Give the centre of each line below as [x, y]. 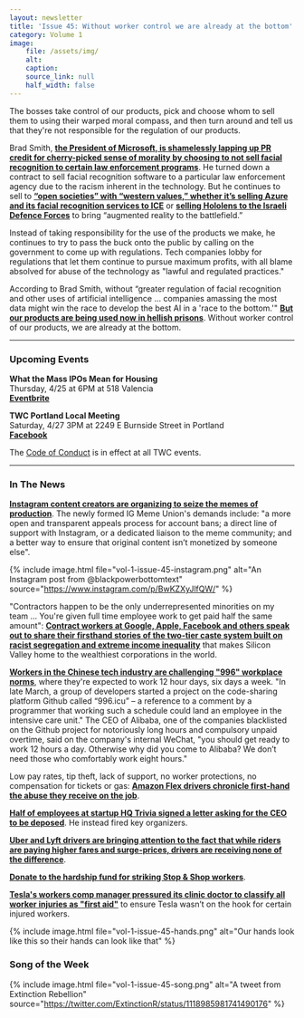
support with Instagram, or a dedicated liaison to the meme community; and [151, 533]
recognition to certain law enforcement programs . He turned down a [140, 167]
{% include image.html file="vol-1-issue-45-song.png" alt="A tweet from [145, 984]
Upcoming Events [49, 359]
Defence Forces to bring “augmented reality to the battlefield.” [126, 215]
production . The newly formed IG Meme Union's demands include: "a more [150, 514]
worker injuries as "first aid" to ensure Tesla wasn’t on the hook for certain [151, 904]
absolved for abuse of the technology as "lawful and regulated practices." [147, 271]
